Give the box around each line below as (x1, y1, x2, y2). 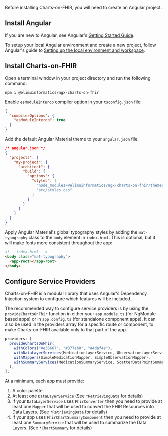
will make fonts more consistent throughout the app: (5, 240, 113, 246)
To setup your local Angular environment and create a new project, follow (5, 42, 156, 48)
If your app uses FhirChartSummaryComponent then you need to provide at (12, 414, 161, 420)
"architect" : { (18, 164, 50, 169)
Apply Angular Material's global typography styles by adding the (5, 229, 138, 235)
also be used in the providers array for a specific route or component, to (5, 321, 154, 327)
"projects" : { (9, 155, 39, 160)
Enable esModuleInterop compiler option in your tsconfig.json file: (5, 99, 142, 105)
